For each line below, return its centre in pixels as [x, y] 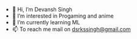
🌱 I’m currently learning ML [46, 22]
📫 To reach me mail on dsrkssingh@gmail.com [71, 29]
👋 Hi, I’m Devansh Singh [42, 9]
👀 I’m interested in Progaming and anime [63, 16]
